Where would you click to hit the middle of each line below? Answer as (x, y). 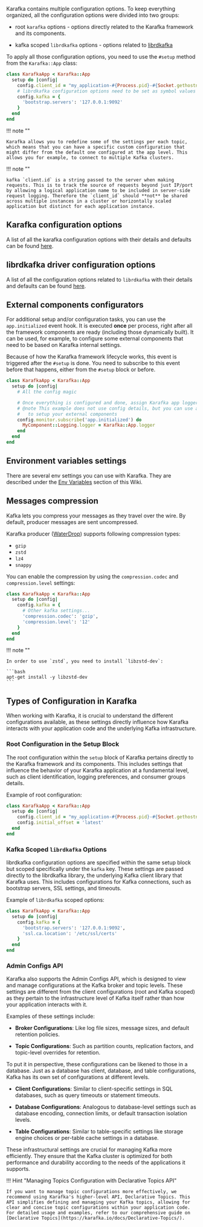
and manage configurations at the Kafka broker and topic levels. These (95, 985)
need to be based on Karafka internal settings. (64, 345)
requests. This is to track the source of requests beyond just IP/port (100, 185)
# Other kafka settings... (56, 611)
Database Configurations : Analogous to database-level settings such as (105, 1107)
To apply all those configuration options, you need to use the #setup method (101, 57)
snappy (23, 565)
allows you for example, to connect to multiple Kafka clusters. (90, 157)
